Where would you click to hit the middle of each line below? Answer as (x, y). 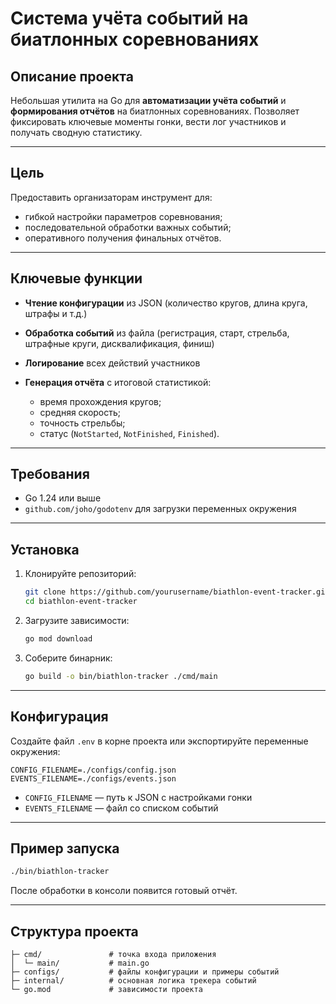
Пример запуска (65, 848)
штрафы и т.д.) (56, 313)
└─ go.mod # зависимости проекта (106, 990)
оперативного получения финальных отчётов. (123, 238)
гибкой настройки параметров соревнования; (123, 216)
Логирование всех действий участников (112, 363)
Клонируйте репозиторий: (80, 574)
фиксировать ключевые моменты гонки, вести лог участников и (148, 121)
